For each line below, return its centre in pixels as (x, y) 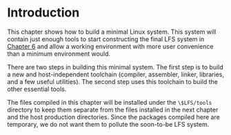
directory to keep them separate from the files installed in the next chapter (113, 110)
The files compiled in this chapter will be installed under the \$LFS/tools (110, 102)
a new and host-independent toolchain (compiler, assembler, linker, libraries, (115, 74)
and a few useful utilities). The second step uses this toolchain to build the (113, 81)
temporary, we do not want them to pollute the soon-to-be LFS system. (108, 124)
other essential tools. (37, 89)
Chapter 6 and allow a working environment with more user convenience (110, 46)
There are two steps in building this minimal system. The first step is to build (115, 67)
